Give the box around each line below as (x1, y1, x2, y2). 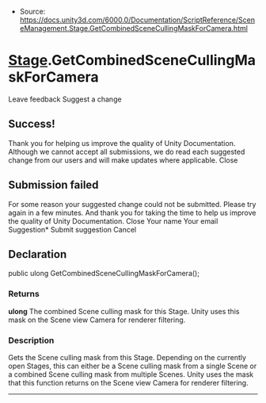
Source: (19, 7, 46, 16)
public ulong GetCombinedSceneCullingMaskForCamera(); (8, 269, 200, 278)
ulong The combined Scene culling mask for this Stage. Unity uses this (8, 306, 240, 316)
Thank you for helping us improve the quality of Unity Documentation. (8, 138, 236, 148)
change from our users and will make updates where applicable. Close (8, 155, 238, 165)
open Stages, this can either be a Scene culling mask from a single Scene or (8, 361, 257, 370)
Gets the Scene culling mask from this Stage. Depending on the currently (8, 352, 247, 362)
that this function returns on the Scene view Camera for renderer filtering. (8, 378, 249, 387)
